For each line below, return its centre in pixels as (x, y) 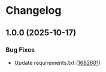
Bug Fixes (20, 50)
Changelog (34, 10)
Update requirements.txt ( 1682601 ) (57, 62)
